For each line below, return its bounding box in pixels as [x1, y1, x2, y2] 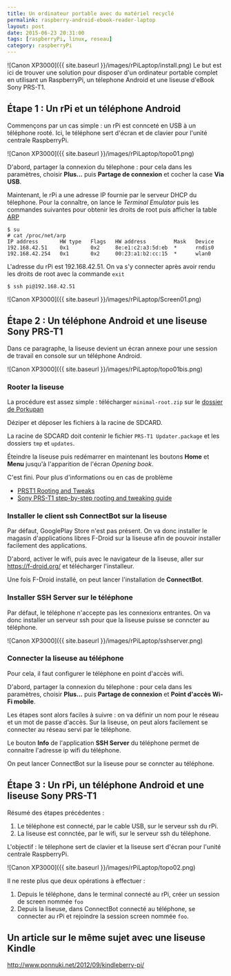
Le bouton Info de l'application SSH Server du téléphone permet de [7, 739, 200, 747]
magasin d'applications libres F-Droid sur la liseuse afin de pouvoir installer [7, 534, 221, 542]
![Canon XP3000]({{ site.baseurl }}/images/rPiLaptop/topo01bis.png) [7, 365, 203, 373]
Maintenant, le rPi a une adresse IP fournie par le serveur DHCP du [7, 190, 197, 199]
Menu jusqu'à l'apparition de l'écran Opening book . [7, 459, 154, 468]
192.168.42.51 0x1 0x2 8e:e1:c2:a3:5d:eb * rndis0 [7, 244, 214, 251]
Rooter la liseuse [7, 382, 64, 392]
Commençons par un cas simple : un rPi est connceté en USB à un [7, 121, 197, 130]
